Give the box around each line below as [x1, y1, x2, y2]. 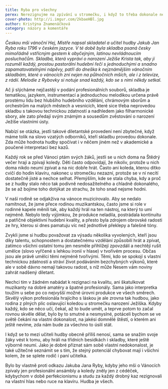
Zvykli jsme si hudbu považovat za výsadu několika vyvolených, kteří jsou [5, 232, 157, 238]
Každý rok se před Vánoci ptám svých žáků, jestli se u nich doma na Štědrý [5, 154, 160, 160]
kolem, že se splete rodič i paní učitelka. [5, 353, 87, 359]
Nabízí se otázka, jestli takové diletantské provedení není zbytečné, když [5, 128, 155, 134]
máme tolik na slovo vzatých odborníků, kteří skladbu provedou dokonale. [5, 134, 157, 140]
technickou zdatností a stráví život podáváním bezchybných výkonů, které [5, 259, 158, 265]
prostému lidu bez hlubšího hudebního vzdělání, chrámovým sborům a [5, 97, 150, 103]
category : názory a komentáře [5, 26, 68, 31]
